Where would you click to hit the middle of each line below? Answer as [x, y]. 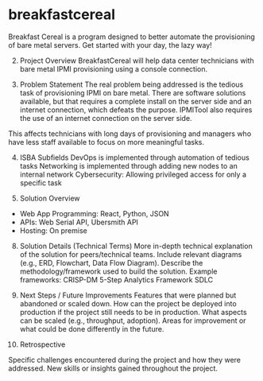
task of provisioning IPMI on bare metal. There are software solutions [133, 92]
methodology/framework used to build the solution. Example [118, 271]
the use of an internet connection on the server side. [106, 118]
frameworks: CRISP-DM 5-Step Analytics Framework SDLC [116, 279]
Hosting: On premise [53, 230]
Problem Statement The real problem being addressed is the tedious [131, 84]
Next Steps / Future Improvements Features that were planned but [128, 295]
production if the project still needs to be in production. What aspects [133, 312]
